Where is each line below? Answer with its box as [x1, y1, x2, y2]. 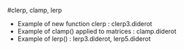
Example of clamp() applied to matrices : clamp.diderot [17, 27, 177, 35]
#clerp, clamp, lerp [7, 6, 63, 14]
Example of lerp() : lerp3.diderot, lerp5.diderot [17, 35, 151, 43]
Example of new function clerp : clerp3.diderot [17, 20, 152, 27]
